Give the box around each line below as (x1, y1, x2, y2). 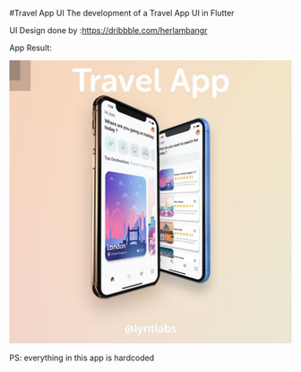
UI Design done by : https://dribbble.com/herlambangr (9, 25, 208, 35)
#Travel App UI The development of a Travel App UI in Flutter (9, 8, 235, 18)
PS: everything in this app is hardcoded (9, 352, 155, 363)
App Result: (9, 42, 52, 53)
